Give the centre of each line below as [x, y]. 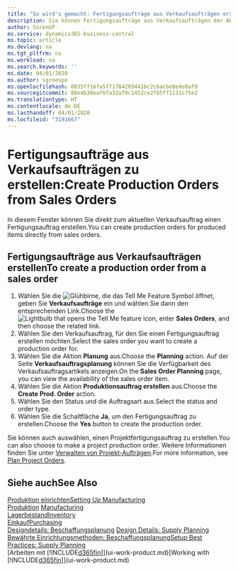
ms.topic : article [34, 40]
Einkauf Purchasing [35, 523]
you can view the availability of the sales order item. [93, 379]
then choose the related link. [59, 326]
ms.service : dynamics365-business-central [71, 34]
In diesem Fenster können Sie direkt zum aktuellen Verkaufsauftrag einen [114, 219]
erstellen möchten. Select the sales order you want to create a [107, 341]
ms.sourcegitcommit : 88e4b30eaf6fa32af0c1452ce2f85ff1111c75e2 [103, 93]
